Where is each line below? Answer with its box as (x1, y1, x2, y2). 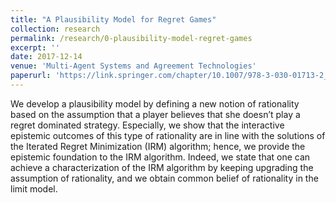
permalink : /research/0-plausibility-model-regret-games (10, 33, 253, 43)
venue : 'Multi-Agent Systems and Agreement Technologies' (10, 61, 257, 71)
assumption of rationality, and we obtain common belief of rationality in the (10, 172, 319, 184)
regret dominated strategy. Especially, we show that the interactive (10, 119, 285, 131)
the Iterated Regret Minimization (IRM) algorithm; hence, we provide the (10, 140, 306, 152)
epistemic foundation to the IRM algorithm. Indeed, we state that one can (10, 151, 311, 163)
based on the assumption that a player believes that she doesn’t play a (10, 108, 301, 120)
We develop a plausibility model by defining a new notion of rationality (10, 97, 300, 110)
